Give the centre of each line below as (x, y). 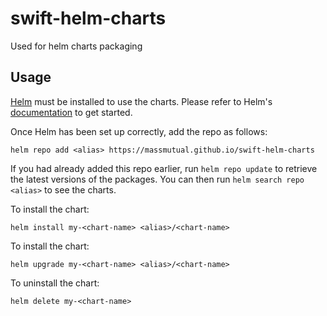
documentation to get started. (71, 112)
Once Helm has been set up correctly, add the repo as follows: (139, 131)
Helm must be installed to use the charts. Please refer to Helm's (141, 101)
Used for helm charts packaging (76, 46)
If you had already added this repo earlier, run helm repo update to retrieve (164, 168)
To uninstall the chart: (55, 283)
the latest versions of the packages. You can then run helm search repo (157, 179)
